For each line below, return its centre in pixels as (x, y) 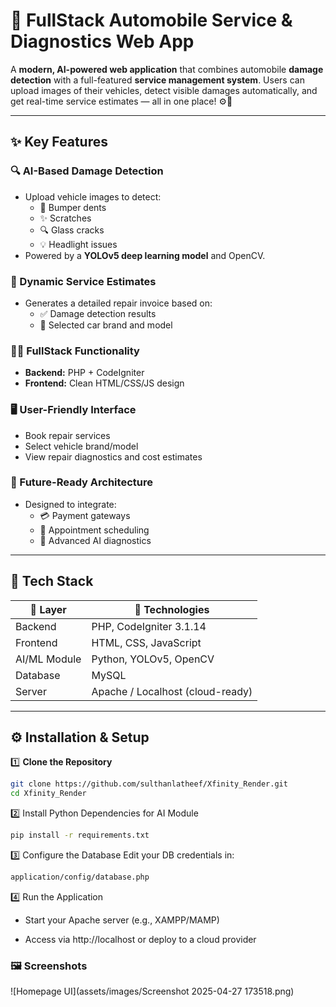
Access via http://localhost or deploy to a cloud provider (140, 939)
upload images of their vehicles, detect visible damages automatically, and (164, 90)
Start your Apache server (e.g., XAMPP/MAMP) (122, 920)
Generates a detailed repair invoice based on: (118, 303)
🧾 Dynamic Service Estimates (83, 281)
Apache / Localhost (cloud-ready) (172, 691)
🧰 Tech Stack (52, 581)
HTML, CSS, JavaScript (146, 642)
